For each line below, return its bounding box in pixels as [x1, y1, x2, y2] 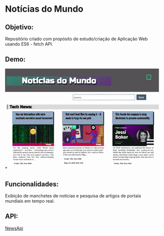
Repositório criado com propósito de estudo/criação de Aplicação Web [5, 36, 148, 42]
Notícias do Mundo [5, 3, 84, 15]
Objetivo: [5, 23, 34, 31]
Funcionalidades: [5, 180, 59, 188]
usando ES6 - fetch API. [5, 41, 54, 47]
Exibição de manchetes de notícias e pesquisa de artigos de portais [5, 192, 142, 199]
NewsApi [5, 225, 23, 231]
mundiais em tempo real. [5, 198, 55, 204]
